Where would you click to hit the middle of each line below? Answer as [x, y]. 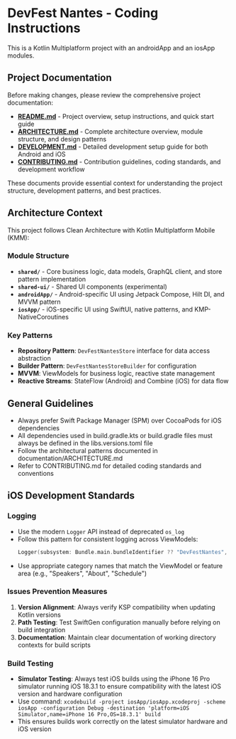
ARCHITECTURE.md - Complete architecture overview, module [110, 131]
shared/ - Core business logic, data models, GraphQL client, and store [120, 271]
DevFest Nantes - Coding [83, 13]
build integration [41, 629]
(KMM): [18, 238]
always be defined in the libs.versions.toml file [85, 443]
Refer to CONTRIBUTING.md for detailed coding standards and [109, 466]
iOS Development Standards [71, 496]
